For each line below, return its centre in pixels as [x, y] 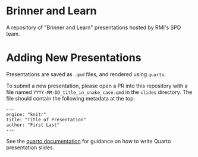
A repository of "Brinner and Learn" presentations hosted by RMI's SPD [94, 27]
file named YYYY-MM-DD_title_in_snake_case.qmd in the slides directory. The [99, 92]
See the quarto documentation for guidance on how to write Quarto [89, 141]
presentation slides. [30, 147]
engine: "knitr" [26, 114]
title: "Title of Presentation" [46, 120]
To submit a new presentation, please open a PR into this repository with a [97, 86]
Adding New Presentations [74, 58]
